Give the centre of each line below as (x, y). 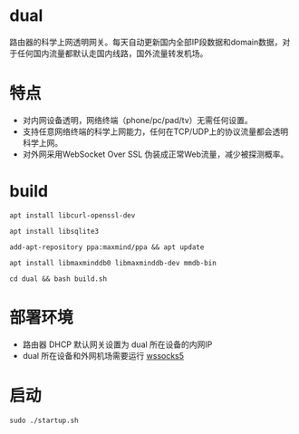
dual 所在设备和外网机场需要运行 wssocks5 (103, 355)
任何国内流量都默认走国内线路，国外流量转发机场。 (112, 53)
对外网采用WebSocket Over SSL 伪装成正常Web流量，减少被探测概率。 (155, 154)
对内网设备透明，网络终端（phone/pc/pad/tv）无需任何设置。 (138, 120)
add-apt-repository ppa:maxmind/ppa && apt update (107, 247)
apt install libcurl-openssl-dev (72, 215)
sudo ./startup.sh (44, 420)
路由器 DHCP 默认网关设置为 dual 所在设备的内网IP (117, 344)
